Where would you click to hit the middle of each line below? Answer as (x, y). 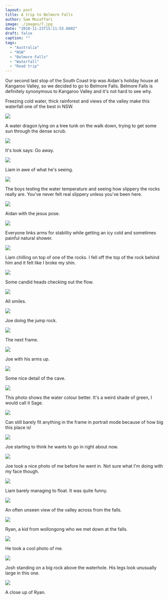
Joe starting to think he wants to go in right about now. (62, 447)
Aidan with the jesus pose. (33, 214)
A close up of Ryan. (26, 592)
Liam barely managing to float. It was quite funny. (56, 491)
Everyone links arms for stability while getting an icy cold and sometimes (81, 233)
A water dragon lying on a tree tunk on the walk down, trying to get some (81, 126)
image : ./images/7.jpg (29, 24)
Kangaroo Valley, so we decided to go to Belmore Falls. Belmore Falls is (79, 86)
